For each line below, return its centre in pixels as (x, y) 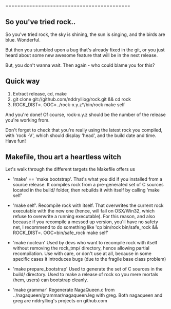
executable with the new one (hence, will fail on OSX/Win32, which (84, 211)
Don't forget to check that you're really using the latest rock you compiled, (84, 130)
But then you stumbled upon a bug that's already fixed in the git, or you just (85, 50)
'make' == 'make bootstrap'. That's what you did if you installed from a (88, 179)
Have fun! (16, 141)
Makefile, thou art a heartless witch (63, 157)
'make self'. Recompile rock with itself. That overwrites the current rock (88, 205)
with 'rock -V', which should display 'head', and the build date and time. (81, 135)
